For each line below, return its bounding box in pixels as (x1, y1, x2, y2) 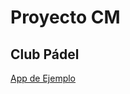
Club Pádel (10, 46, 80, 63)
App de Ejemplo (10, 72, 77, 84)
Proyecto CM (10, 6, 121, 29)
